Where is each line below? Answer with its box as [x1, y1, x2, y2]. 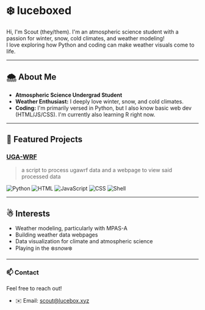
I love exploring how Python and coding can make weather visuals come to [6, 41, 195, 48]
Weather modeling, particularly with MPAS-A [15, 225, 128, 232]
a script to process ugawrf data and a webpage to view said [21, 167, 173, 174]
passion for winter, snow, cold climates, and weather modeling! [6, 34, 165, 42]
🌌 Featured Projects [6, 134, 83, 145]
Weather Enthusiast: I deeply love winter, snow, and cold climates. [15, 97, 184, 105]
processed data [21, 173, 61, 180]
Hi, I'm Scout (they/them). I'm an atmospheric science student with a [6, 28, 179, 36]
